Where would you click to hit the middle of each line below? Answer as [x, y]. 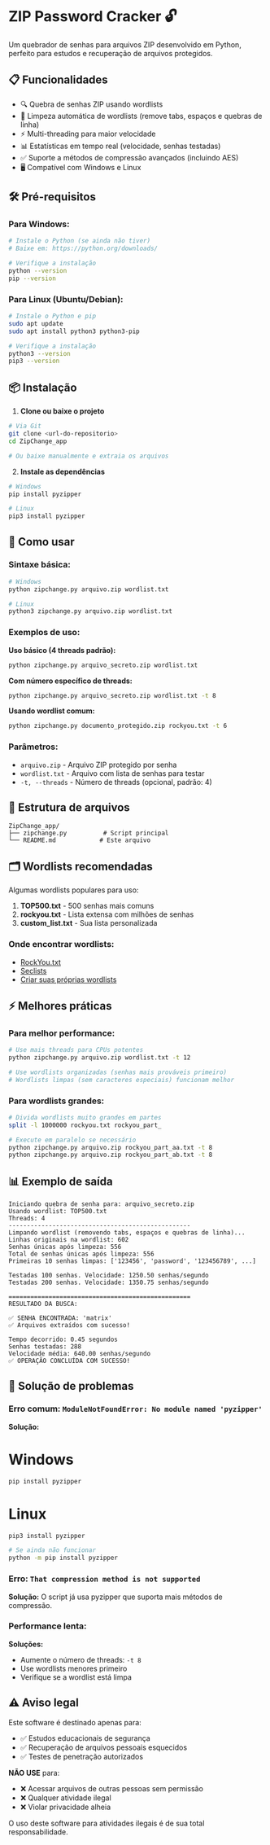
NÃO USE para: [34, 1773]
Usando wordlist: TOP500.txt [58, 1212]
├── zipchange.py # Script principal [89, 833]
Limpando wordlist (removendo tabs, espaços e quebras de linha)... [127, 1233]
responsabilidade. [39, 1832]
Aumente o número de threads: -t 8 [81, 1659]
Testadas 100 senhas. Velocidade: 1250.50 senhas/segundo [109, 1276]
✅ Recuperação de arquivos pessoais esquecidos [104, 1747]
